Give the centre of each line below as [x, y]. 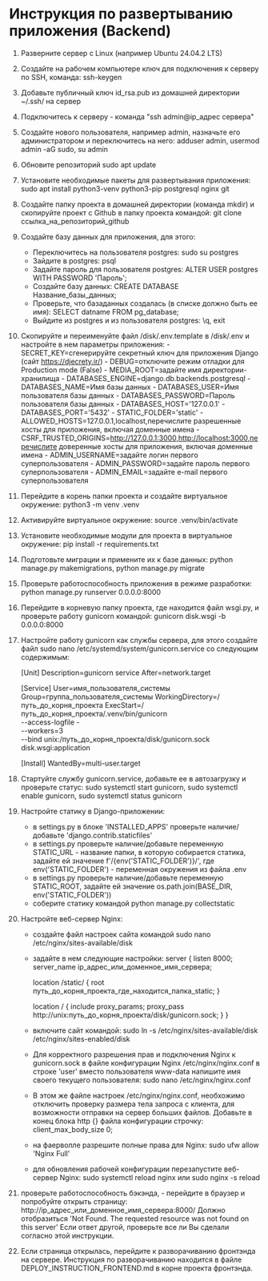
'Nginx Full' [51, 1153]
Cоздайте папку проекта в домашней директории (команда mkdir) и [137, 204]
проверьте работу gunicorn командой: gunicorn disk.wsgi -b [123, 616]
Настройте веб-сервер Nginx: [72, 918]
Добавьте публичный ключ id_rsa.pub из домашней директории [130, 92]
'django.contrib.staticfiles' [109, 835]
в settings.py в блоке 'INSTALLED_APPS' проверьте [119, 826]
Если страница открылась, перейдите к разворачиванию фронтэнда [138, 1251]
